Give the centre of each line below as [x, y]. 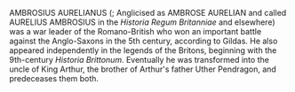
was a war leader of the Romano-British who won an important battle [136, 31]
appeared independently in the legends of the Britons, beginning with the [143, 50]
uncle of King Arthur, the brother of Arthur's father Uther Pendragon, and [143, 69]
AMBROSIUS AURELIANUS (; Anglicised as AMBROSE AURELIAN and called [148, 13]
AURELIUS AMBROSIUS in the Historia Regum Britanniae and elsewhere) [142, 22]
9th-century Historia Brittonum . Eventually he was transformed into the [139, 60]
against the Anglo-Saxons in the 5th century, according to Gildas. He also [144, 41]
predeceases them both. [54, 78]
